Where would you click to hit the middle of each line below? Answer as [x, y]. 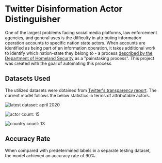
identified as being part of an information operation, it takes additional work [81, 48]
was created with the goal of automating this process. [59, 63]
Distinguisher [33, 19]
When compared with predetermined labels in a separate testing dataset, [78, 150]
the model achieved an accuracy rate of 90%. [51, 155]
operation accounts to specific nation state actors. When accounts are [75, 43]
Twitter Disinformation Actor [64, 9]
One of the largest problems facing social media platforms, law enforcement [81, 32]
